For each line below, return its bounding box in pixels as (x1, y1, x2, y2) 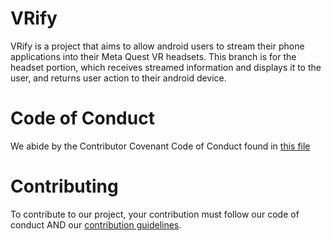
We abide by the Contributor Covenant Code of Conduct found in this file (10, 140, 311, 152)
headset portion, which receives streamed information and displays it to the (10, 61, 322, 73)
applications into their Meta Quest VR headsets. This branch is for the (10, 50, 297, 62)
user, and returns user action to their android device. (10, 72, 227, 84)
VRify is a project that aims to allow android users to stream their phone (10, 40, 305, 52)
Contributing (10, 175, 119, 198)
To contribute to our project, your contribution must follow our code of (10, 208, 300, 220)
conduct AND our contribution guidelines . (10, 218, 182, 231)
